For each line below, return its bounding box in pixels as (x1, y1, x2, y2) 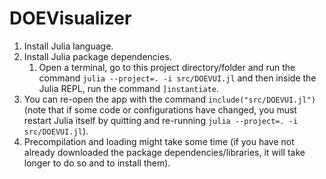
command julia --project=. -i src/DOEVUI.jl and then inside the (38, 72, 317, 84)
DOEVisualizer (9, 7, 132, 30)
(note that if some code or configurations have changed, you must (23, 103, 297, 116)
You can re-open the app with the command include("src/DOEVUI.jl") (23, 93, 316, 105)
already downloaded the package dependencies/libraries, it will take (23, 146, 306, 158)
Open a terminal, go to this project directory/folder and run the (38, 61, 296, 73)
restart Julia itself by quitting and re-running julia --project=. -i (23, 114, 299, 126)
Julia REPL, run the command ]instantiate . (38, 82, 219, 94)
